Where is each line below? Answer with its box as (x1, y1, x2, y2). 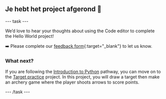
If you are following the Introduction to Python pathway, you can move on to (5, 69, 161, 75)
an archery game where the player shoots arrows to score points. (5, 79, 140, 85)
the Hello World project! (5, 33, 54, 39)
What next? (5, 57, 34, 64)
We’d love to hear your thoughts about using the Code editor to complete (5, 28, 155, 34)
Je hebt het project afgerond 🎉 (5, 5, 102, 13)
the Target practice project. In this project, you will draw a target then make (5, 74, 160, 80)
